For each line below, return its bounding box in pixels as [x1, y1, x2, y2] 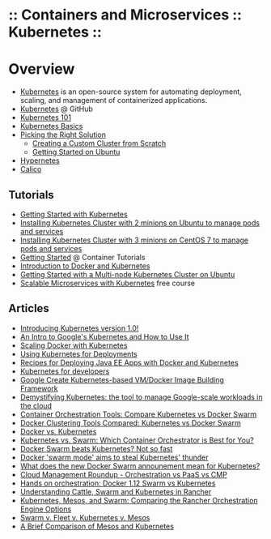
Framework [19, 383, 58, 393]
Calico [19, 165, 42, 174]
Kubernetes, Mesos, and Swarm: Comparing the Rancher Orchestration [19, 495, 258, 505]
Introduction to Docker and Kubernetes [19, 261, 150, 271]
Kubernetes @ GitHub [19, 104, 93, 114]
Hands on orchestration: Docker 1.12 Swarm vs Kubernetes [19, 478, 216, 488]
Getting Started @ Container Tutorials [19, 252, 146, 262]
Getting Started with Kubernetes [19, 209, 128, 219]
